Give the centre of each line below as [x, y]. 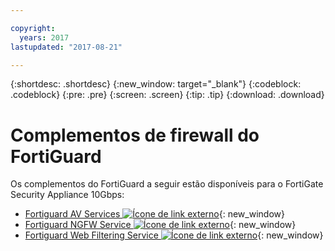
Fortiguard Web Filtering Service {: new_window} [174, 235]
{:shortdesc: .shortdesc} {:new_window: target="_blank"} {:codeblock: [156, 84]
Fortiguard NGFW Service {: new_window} [160, 225]
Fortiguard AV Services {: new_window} [154, 214]
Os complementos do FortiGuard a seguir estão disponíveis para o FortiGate [167, 184]
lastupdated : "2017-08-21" [66, 47]
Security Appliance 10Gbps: [67, 195]
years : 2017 [44, 37]
